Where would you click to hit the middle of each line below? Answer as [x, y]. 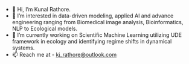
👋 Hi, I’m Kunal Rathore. [41, 9]
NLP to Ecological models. [45, 28]
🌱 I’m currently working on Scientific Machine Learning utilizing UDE [97, 35]
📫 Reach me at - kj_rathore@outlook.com [64, 55]
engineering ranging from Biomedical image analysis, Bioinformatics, [98, 22]
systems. [23, 48]
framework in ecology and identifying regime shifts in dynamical [92, 41]
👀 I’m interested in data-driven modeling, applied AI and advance [93, 16]
